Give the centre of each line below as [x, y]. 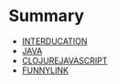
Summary [46, 16]
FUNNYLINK [45, 70]
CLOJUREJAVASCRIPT [64, 60]
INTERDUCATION [54, 41]
